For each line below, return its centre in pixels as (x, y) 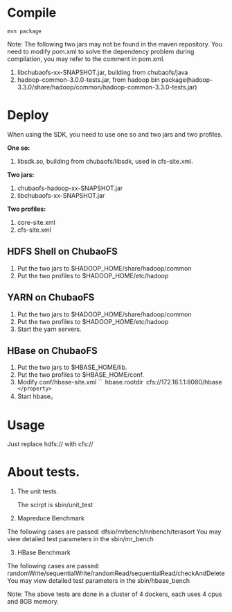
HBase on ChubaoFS (53, 351)
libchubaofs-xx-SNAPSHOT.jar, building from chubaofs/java (102, 72)
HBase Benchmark (44, 552)
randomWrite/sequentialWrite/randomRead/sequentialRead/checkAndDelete (116, 573)
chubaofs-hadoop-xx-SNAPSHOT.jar (70, 188)
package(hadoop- (187, 79)
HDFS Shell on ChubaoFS (62, 252)
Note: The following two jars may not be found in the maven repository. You (115, 44)
